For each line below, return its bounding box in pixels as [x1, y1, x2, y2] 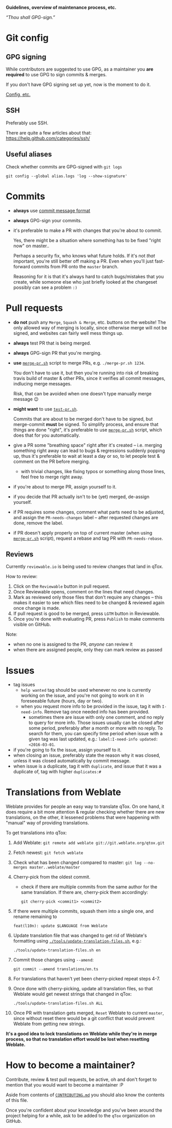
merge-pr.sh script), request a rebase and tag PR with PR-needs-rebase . [13, 535, 163, 541]
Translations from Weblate [6, 786, 121, 798]
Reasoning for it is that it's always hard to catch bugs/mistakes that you [13, 273, 164, 280]
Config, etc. [6, 92, 31, 97]
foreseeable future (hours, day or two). [20, 698, 103, 704]
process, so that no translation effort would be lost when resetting [6, 1036, 150, 1042]
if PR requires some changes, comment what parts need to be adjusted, [13, 509, 165, 515]
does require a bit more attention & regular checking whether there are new [6, 809, 165, 815]
